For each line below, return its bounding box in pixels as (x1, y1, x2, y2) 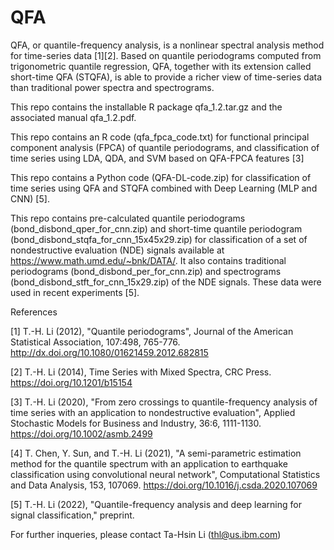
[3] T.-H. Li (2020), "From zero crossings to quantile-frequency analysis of (10, 396, 318, 408)
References (10, 306, 58, 318)
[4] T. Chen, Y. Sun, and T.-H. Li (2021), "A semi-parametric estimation (10, 447, 302, 459)
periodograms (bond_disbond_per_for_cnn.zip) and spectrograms (10, 265, 282, 277)
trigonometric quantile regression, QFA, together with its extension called (10, 60, 312, 72)
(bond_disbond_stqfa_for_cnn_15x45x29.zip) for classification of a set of (10, 233, 308, 245)
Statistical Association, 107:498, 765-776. (10, 336, 181, 348)
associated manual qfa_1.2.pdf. (10, 111, 137, 123)
